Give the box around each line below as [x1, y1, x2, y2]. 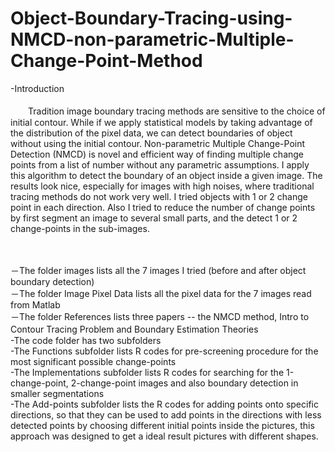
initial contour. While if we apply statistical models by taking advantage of [10, 116, 313, 128]
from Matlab [10, 298, 61, 311]
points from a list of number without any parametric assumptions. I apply [10, 158, 310, 171]
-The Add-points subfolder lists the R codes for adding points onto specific [10, 398, 319, 410]
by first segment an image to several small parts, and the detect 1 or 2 [10, 212, 298, 224]
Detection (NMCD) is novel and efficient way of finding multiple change [10, 148, 305, 160]
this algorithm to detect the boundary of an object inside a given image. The [10, 169, 323, 181]
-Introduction [10, 82, 65, 94]
